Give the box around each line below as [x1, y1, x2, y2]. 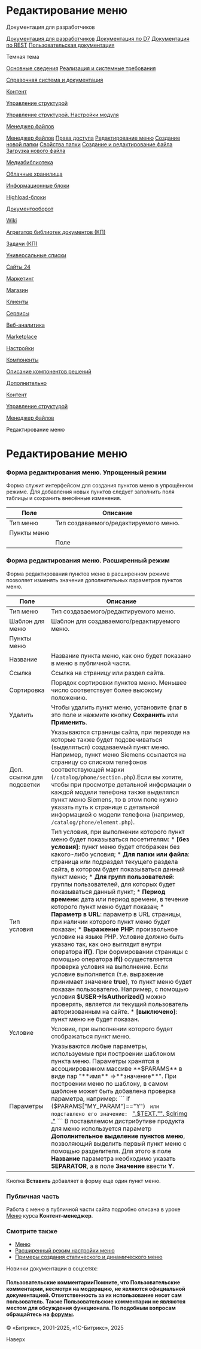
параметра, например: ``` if [50, 1094, 130, 1103]
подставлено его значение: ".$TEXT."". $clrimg [50, 1109, 188, 1118]
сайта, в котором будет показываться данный [50, 865, 185, 873]
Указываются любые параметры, [50, 1041, 148, 1050]
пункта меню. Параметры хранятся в [50, 1056, 160, 1065]
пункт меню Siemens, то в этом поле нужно [50, 795, 178, 803]
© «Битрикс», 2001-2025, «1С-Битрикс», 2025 [6, 1324, 124, 1331]
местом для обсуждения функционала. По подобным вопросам [6, 1304, 176, 1311]
